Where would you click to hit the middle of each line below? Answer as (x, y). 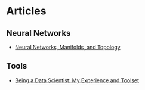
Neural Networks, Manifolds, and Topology (67, 47)
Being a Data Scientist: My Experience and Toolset (77, 80)
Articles (26, 11)
